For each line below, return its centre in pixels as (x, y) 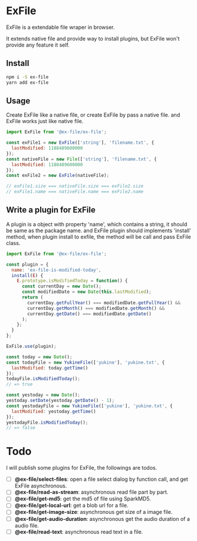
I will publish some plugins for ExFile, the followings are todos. (82, 468)
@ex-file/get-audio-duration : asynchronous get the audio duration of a (102, 519)
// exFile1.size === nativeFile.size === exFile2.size (75, 186)
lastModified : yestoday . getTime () (54, 411)
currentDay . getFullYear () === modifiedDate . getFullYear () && (104, 303)
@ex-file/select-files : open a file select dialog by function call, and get (101, 479)
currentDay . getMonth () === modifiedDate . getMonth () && (96, 308)
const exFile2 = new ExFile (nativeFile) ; (58, 176)
